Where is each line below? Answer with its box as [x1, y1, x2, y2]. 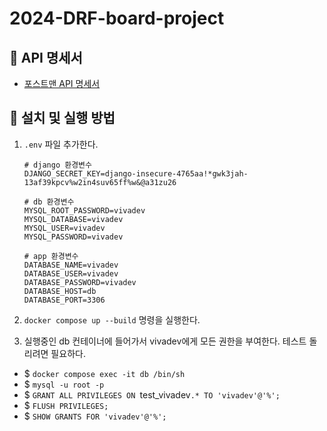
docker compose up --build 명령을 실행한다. [23, 313, 201, 326]
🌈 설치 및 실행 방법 [9, 110, 116, 127]
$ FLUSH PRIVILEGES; [23, 399, 109, 411]
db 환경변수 [33, 197, 75, 207]
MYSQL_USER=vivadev [23, 223, 106, 233]
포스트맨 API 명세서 [23, 78, 101, 89]
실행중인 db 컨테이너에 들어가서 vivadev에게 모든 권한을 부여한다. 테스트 [23, 335, 307, 347]
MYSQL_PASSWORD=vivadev [23, 232, 124, 242]
